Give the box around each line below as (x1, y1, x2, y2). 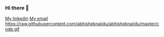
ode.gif (5, 26, 20, 32)
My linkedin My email (5, 16, 48, 22)
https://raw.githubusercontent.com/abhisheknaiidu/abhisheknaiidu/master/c (5, 21, 159, 27)
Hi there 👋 (5, 4, 30, 11)
